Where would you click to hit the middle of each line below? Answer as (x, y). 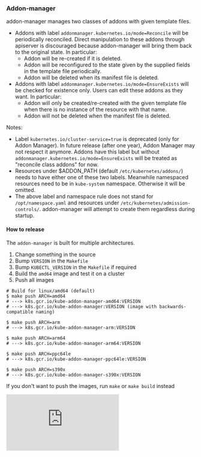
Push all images (34, 279)
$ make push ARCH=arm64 (36, 338)
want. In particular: (38, 97)
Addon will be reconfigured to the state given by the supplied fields (107, 65)
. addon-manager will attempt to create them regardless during (117, 209)
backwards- (173, 306)
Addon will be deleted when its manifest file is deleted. (91, 78)
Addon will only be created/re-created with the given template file (105, 103)
